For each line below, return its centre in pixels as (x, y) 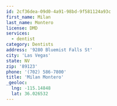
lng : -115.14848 (31, 88)
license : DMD (22, 28)
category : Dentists (30, 45)
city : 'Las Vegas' (28, 55)
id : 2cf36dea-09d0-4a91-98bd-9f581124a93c (58, 11)
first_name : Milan (28, 17)
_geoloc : (17, 83)
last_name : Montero (30, 22)
